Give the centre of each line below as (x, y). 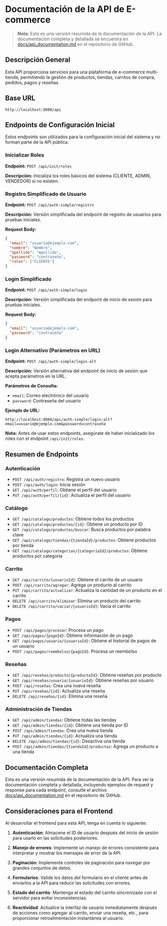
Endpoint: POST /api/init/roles (38, 166)
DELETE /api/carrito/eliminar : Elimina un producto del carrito (77, 601)
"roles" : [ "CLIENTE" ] (32, 262)
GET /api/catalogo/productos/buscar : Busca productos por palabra (82, 530)
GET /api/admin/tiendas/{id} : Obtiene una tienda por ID (70, 725)
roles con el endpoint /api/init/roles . (45, 439)
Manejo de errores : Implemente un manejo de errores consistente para (85, 847)
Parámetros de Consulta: (32, 386)
